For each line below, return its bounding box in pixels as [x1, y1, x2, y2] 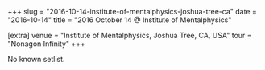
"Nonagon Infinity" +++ [7, 39, 86, 49]
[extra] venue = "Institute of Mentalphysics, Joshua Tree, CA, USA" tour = [7, 31, 252, 40]
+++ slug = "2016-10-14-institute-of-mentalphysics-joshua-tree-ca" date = [7, 7, 257, 16]
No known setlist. [7, 55, 65, 64]
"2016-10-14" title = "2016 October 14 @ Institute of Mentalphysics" [7, 15, 232, 25]
